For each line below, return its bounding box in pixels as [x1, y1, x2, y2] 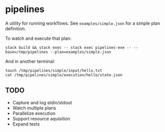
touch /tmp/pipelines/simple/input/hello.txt [5, 68, 102, 73]
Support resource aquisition [12, 115, 70, 121]
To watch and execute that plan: [5, 35, 72, 41]
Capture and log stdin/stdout [12, 99, 72, 105]
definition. [5, 25, 26, 31]
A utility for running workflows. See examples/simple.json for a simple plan [5, 20, 160, 26]
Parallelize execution [12, 110, 56, 116]
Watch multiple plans [12, 105, 56, 111]
